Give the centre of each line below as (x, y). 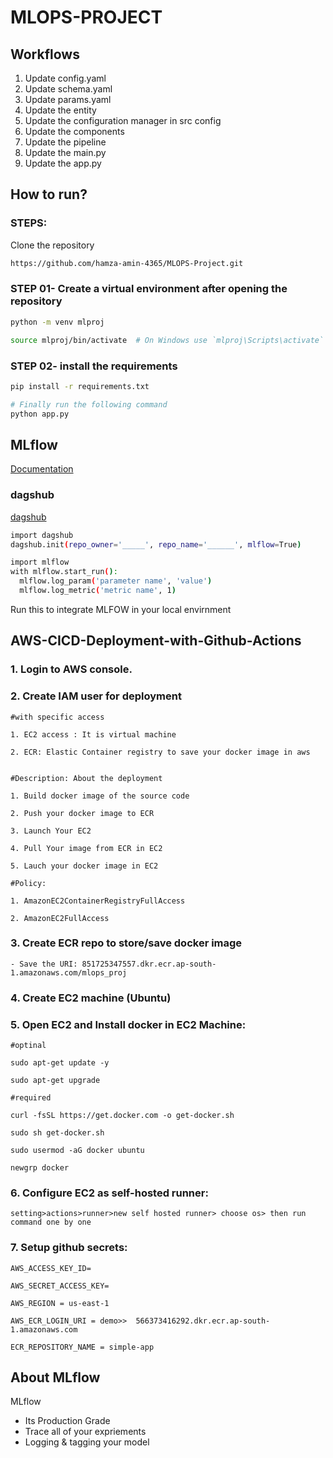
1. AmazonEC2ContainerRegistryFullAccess (98, 901)
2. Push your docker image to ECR (82, 813)
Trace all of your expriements (85, 1432)
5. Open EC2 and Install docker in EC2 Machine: (128, 1024)
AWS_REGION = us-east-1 (60, 1303)
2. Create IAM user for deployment (96, 696)
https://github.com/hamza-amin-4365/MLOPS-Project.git (127, 263)
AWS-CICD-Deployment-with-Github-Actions (156, 641)
